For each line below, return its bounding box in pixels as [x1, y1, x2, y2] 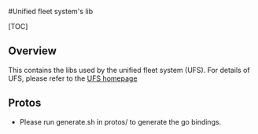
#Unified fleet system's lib [8, 7, 93, 16]
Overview [8, 45, 57, 58]
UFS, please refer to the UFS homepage [8, 74, 138, 83]
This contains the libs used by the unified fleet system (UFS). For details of [8, 65, 250, 74]
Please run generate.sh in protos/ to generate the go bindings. [19, 117, 222, 126]
